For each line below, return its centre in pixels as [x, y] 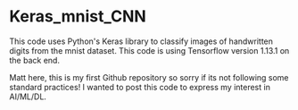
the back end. [35, 60]
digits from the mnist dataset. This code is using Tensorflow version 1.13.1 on [149, 50]
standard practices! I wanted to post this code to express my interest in [140, 87]
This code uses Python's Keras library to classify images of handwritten [141, 41]
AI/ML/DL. [28, 97]
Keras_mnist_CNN [78, 17]
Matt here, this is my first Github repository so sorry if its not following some [149, 77]
